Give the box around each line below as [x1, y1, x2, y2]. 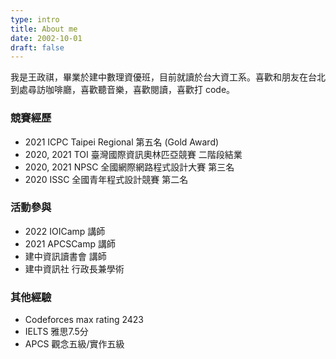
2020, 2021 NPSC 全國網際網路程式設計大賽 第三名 [24, 161, 235, 173]
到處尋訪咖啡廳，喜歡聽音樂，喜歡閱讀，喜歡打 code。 [10, 84, 236, 96]
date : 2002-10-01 [10, 33, 83, 43]
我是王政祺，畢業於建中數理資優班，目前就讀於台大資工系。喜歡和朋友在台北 [10, 71, 326, 83]
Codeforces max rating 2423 [24, 314, 144, 326]
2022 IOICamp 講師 [24, 225, 106, 237]
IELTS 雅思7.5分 [24, 326, 89, 338]
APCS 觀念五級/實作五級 [24, 338, 125, 350]
